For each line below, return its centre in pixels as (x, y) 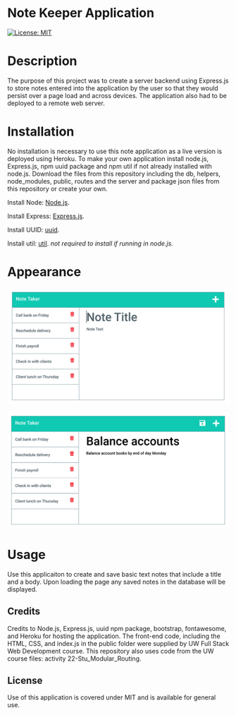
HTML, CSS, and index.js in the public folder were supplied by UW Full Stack (118, 643)
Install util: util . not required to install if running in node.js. (91, 243)
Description (42, 61)
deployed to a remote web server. (56, 103)
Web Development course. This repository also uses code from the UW (111, 651)
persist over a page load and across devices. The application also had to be (117, 95)
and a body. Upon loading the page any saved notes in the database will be (117, 582)
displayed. (22, 589)
